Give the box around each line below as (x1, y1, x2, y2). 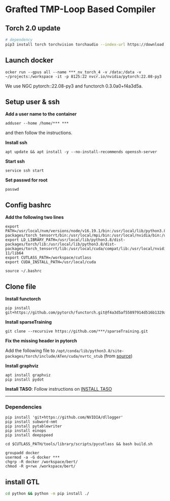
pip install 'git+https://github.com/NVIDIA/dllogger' (5, 415, 123, 420)
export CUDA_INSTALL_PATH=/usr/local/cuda (5, 260, 96, 265)
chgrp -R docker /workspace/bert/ (5, 459, 78, 464)
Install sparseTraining (5, 319, 52, 325)
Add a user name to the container (5, 111, 77, 117)
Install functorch (5, 296, 41, 302)
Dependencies (5, 403, 42, 410)
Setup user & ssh (5, 98, 60, 106)
